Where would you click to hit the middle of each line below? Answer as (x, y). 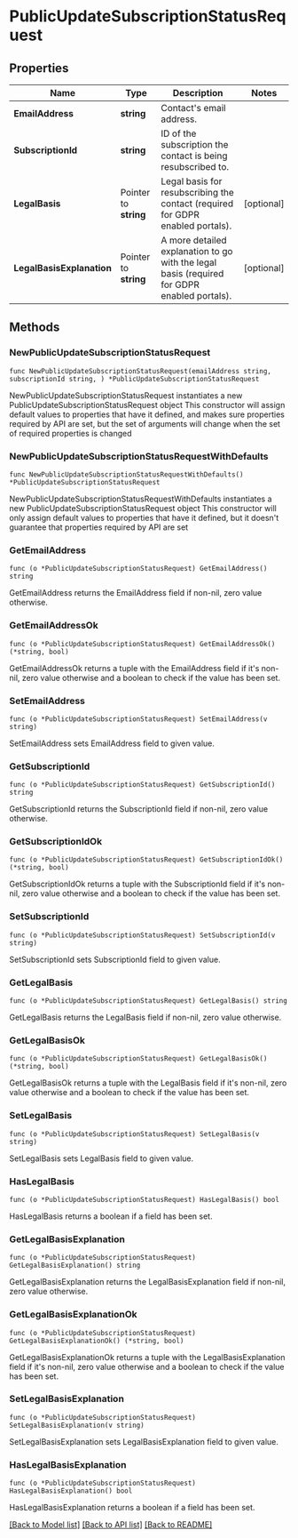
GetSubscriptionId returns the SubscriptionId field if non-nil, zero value (139, 809)
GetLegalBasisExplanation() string (75, 1266)
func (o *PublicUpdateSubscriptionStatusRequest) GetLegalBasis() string (149, 1001)
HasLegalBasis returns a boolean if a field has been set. (111, 1216)
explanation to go (197, 251)
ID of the (179, 133)
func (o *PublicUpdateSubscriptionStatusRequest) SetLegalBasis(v (134, 1134)
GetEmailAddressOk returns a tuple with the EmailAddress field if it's (134, 668)
